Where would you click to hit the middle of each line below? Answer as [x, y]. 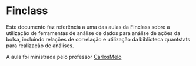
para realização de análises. [40, 46]
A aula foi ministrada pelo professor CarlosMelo [64, 57]
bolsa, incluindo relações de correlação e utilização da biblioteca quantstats [98, 39]
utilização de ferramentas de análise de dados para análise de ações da [93, 33]
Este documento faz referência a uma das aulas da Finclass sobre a [88, 27]
